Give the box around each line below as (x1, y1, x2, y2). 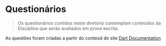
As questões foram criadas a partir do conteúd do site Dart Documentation (5, 35, 161, 41)
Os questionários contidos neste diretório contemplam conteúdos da (17, 20, 161, 26)
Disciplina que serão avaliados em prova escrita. (17, 25, 119, 31)
